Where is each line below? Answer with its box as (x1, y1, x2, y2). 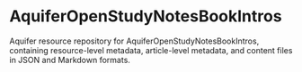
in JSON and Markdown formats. (9, 54, 130, 65)
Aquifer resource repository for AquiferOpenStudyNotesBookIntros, (9, 36, 260, 46)
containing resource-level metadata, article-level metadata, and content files (9, 44, 293, 55)
